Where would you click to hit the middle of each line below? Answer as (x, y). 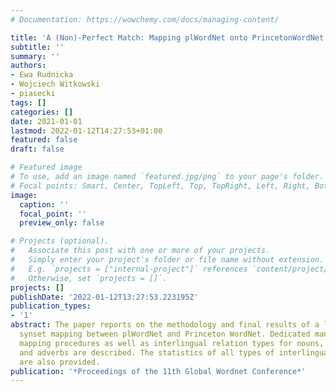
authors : (28, 66)
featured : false (44, 140)
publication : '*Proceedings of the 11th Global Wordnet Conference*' (158, 371)
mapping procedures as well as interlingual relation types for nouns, (172, 343)
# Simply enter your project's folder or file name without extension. (167, 260)
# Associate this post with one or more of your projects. (140, 251)
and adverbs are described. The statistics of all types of (147, 352)
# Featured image (46, 167)
